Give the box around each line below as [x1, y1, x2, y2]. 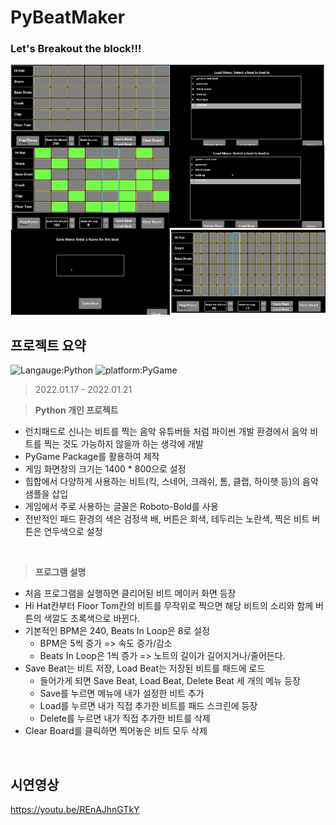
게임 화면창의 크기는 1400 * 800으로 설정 [24, 463, 187, 475]
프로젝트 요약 [10, 337, 87, 354]
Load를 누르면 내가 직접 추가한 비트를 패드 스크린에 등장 [39, 700, 258, 712]
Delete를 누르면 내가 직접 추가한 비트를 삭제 [39, 712, 211, 725]
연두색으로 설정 [43, 526, 103, 538]
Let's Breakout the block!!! [10, 42, 142, 56]
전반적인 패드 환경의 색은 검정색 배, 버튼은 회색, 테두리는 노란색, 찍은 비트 [24, 513, 310, 525]
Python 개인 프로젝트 [34, 404, 119, 416]
